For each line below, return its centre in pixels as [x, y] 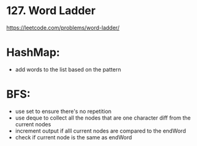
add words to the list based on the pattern [68, 69]
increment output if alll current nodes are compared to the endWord [101, 131]
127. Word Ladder [51, 11]
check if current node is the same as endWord [74, 137]
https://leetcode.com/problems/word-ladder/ [63, 28]
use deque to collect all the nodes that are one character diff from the [103, 118]
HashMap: [33, 52]
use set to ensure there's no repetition [63, 111]
